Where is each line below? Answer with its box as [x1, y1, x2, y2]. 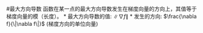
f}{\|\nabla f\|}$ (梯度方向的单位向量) [6, 20, 98, 27]
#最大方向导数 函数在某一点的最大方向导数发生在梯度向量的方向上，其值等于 [6, 5, 197, 12]
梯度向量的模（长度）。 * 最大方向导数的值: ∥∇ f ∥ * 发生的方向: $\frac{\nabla [6, 13, 197, 20]
